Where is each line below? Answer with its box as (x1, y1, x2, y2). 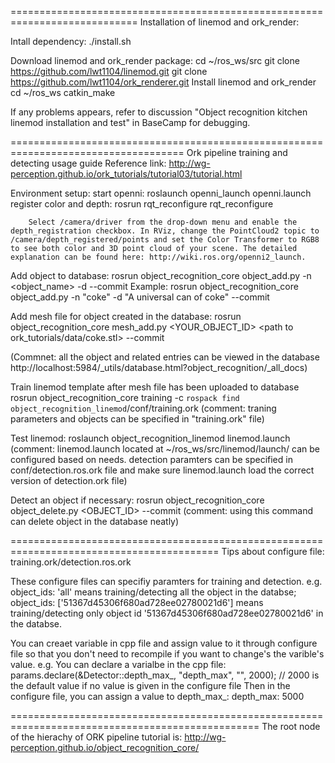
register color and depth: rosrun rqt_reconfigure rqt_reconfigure (10, 198, 274, 210)
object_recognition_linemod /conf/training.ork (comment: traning (10, 402, 277, 414)
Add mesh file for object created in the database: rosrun (10, 311, 242, 322)
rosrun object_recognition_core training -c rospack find (10, 392, 240, 403)
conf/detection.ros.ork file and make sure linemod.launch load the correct (10, 464, 315, 476)
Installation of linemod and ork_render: (139, 16, 300, 28)
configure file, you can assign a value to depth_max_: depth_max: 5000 (10, 691, 305, 702)
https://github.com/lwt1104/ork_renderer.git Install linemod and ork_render (10, 76, 317, 88)
